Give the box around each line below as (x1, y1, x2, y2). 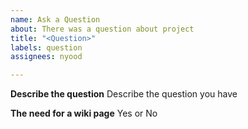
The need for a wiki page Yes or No (10, 107, 158, 120)
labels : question (10, 42, 83, 53)
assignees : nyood (10, 52, 83, 62)
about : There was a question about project (10, 24, 195, 34)
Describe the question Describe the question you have (10, 88, 238, 100)
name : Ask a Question (10, 14, 101, 25)
